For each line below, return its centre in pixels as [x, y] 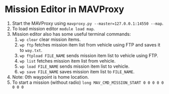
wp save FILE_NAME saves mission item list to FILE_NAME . [77, 71]
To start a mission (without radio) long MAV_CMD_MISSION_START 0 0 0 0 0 [88, 82]
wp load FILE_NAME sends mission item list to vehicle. [75, 66]
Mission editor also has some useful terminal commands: [71, 34]
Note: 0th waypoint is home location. [50, 77]
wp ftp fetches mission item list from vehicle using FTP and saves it [90, 44]
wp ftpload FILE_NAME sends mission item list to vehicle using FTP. [89, 55]
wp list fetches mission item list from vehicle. [68, 61]
